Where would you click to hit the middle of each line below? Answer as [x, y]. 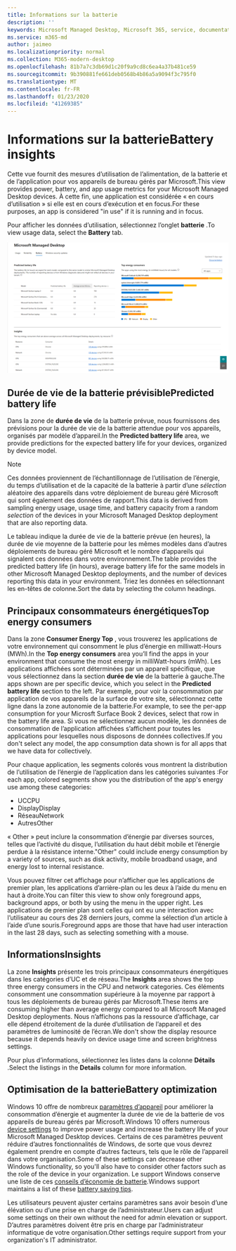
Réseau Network [41, 815]
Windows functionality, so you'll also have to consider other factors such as [117, 1166]
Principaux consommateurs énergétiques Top [108, 611]
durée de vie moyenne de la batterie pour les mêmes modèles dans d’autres [117, 544]
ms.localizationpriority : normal [56, 52]
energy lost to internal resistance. [56, 866]
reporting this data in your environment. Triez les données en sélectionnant [116, 581]
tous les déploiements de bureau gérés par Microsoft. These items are [108, 1001]
